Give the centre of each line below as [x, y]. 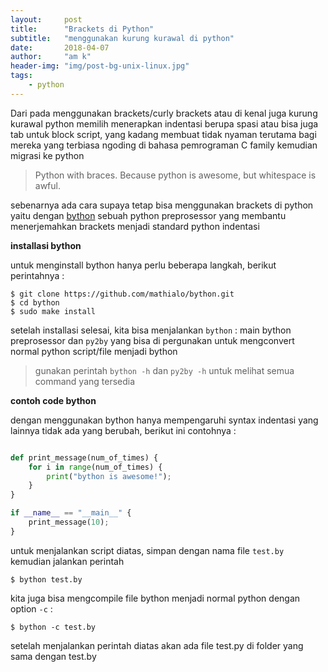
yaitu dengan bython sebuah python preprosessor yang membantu [148, 215]
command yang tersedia [85, 381]
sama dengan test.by [53, 656]
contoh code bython [53, 400]
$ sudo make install [53, 311]
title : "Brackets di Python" [82, 29]
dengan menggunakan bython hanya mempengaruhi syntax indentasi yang [164, 420]
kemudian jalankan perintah [67, 561]
